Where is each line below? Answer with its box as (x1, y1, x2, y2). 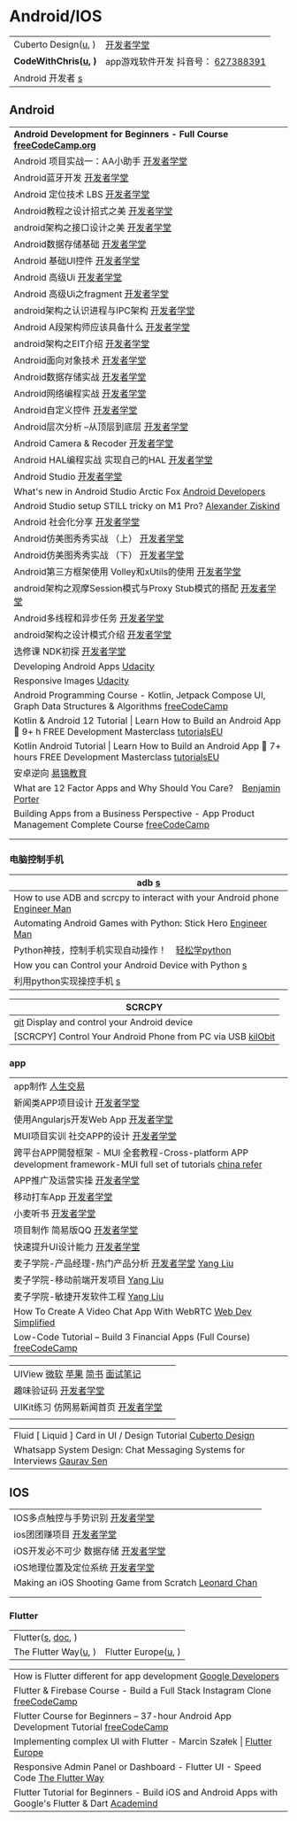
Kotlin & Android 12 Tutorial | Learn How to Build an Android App (13, 714, 281, 727)
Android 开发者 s (13, 72, 83, 84)
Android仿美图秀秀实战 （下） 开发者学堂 (13, 549, 184, 561)
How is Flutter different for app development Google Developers (13, 1671, 280, 1683)
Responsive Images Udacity (13, 675, 130, 687)
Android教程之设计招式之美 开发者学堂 (13, 204, 173, 217)
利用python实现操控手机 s (13, 976, 121, 988)
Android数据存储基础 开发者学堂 (13, 237, 147, 250)
